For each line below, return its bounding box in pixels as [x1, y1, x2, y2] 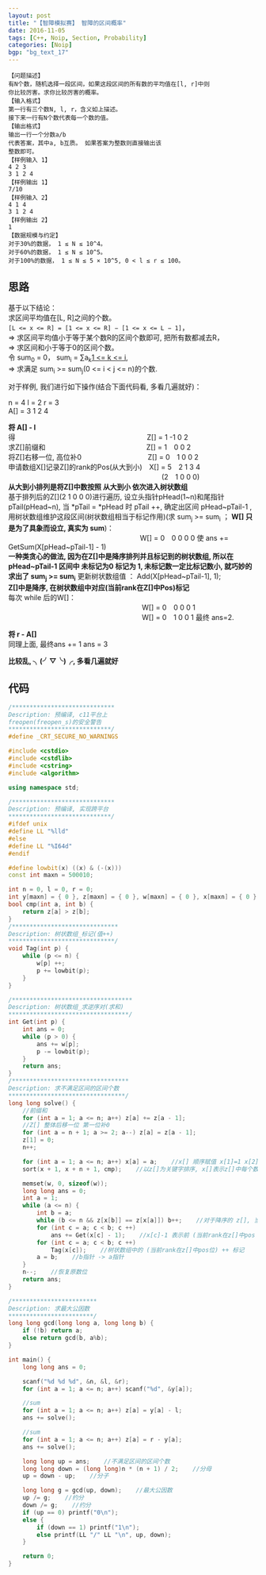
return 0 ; [22, 1553, 55, 1561]
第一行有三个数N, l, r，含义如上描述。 [8, 106, 122, 114]
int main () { [8, 1355, 51, 1364]
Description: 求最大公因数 [8, 1304, 90, 1312]
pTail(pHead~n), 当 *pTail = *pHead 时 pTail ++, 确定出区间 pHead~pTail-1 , [8, 502, 253, 512]
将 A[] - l [8, 422, 36, 433]
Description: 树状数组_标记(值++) [8, 930, 114, 938]
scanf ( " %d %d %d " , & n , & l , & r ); [22, 1377, 129, 1385]
